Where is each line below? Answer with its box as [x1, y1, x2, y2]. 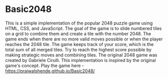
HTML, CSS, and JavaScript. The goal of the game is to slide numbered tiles [5, 25, 162, 31]
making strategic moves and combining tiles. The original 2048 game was [5, 51, 157, 58]
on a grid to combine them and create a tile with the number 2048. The [5, 30, 151, 36]
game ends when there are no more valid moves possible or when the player [5, 36, 163, 42]
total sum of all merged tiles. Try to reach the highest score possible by [5, 46, 151, 52]
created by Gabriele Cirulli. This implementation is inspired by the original [5, 57, 156, 63]
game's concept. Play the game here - [5, 62, 84, 68]
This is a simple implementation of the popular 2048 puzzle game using [5, 20, 153, 26]
